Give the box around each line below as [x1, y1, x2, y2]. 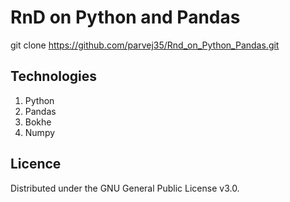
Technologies [10, 68, 98, 85]
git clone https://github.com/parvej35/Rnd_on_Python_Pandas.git [10, 39, 280, 51]
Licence [10, 156, 62, 173]
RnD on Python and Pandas [10, 6, 241, 29]
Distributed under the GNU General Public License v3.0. [10, 182, 240, 194]
